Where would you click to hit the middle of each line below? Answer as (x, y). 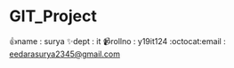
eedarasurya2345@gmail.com (65, 54)
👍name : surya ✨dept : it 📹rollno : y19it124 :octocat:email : (118, 41)
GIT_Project (53, 16)
